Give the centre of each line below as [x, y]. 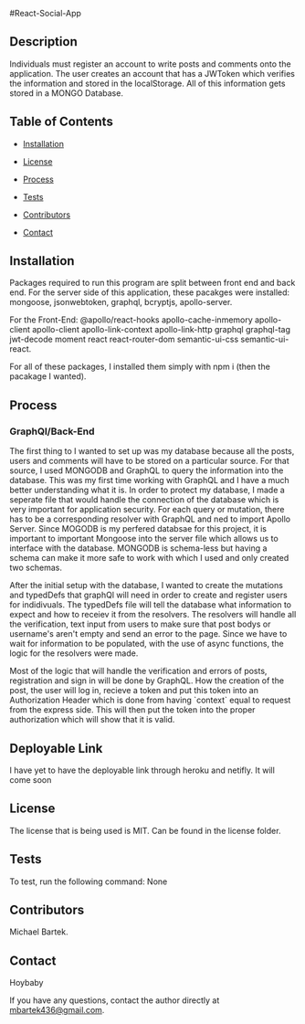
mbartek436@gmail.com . [57, 1010]
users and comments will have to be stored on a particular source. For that [149, 461]
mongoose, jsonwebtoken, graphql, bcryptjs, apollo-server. [121, 302]
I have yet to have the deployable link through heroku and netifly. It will [142, 770]
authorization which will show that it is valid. [92, 720]
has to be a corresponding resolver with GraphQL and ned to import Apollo [150, 519]
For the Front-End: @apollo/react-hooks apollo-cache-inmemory [131, 320]
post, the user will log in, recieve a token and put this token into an [134, 691]
